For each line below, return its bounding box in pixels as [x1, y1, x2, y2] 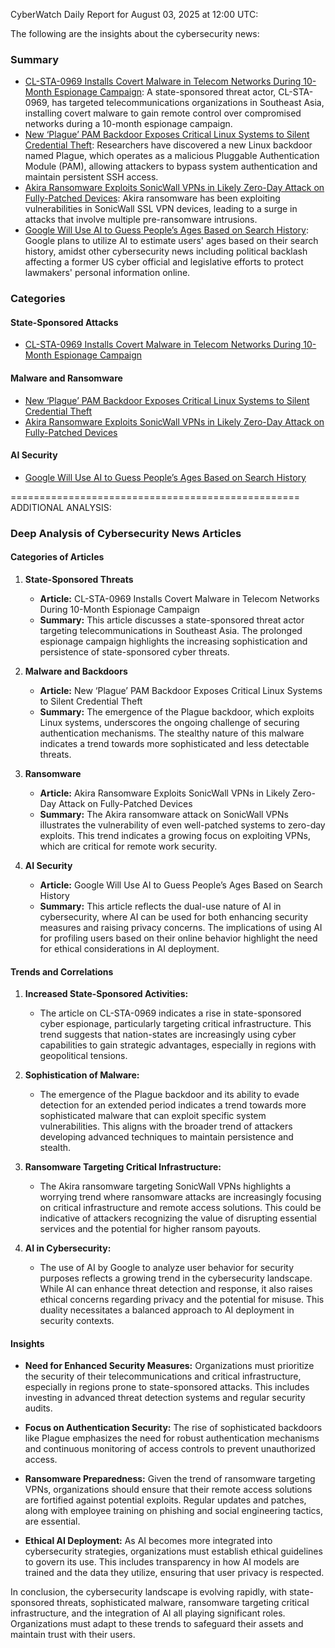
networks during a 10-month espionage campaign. [24, 118, 233, 130]
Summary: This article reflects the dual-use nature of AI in [39, 900, 282, 912]
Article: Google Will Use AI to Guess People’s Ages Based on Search [39, 879, 323, 891]
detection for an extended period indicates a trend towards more [39, 1099, 307, 1111]
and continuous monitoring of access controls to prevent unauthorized [24, 1443, 316, 1455]
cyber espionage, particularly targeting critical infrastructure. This [39, 1018, 312, 1030]
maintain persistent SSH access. [24, 171, 159, 183]
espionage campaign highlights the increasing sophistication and [39, 635, 308, 647]
